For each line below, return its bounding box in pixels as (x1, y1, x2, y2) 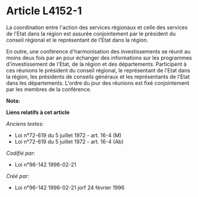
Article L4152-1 (6, 4, 82, 18)
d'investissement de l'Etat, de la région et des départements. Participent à (6, 61, 187, 68)
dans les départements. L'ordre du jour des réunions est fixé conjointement (6, 79, 190, 87)
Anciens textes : (6, 120, 44, 127)
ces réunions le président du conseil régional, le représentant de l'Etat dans (6, 66, 191, 74)
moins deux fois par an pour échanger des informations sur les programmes (6, 54, 192, 61)
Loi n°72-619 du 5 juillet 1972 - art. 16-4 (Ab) (14, 138, 124, 145)
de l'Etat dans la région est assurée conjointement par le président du (6, 30, 176, 37)
